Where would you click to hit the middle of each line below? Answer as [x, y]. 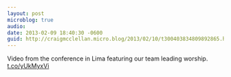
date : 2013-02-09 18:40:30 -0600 [55, 33]
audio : [16, 26]
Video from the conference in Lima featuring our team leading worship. [108, 58]
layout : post [26, 13]
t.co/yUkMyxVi [28, 66]
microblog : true [30, 20]
